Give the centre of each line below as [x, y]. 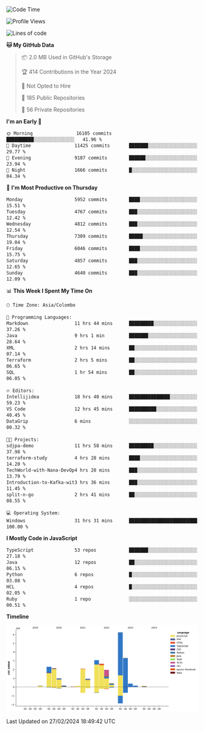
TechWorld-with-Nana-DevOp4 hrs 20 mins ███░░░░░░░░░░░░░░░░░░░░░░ [102, 470]
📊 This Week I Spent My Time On [49, 291]
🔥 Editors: [20, 391]
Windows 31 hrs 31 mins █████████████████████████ [102, 521]
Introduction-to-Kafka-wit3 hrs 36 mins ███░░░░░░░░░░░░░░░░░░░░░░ [102, 483]
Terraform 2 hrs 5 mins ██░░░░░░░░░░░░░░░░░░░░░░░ [102, 360]
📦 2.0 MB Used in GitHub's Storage [66, 57]
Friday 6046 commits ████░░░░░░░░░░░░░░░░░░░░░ [102, 248]
